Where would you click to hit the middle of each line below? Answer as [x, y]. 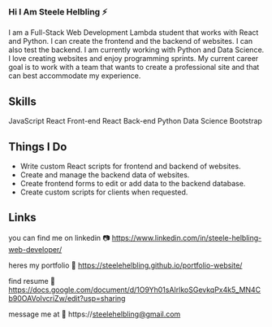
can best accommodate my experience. [75, 76]
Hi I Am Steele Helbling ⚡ [58, 11]
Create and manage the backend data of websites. [105, 174]
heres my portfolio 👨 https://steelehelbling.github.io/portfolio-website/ [125, 265]
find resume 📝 [32, 281]
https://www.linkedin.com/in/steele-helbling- [187, 238]
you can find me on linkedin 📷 [59, 238]
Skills [22, 101]
